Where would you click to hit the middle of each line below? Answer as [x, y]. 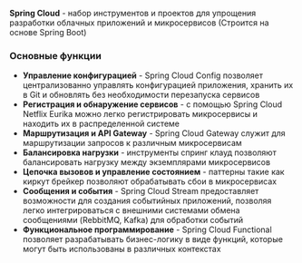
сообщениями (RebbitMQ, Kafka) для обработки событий [132, 220]
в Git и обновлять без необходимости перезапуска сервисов [141, 95]
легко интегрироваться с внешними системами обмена [131, 210]
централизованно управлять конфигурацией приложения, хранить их [158, 85]
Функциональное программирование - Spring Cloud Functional [147, 229]
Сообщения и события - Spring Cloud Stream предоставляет [141, 191]
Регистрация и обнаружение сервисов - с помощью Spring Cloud [152, 104]
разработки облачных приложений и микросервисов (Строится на [139, 23]
